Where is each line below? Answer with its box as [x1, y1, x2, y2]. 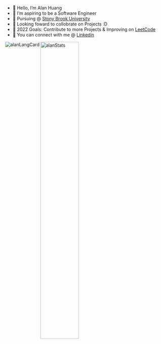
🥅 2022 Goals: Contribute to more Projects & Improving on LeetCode [12, 26, 156, 32]
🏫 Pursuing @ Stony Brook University [12, 16, 90, 21]
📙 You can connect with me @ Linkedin [12, 32, 95, 38]
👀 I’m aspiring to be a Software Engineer [12, 10, 97, 16]
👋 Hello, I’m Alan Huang [12, 5, 62, 11]
